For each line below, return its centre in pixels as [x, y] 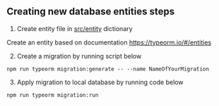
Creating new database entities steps [90, 12]
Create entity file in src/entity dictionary [75, 28]
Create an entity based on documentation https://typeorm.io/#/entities [109, 42]
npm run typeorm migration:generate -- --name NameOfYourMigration [108, 69]
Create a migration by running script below [79, 56]
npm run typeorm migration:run [53, 95]
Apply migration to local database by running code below [100, 82]
